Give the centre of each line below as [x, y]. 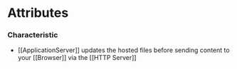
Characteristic [33, 35]
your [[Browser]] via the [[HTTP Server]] [77, 58]
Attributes [38, 13]
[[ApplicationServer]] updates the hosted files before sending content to [123, 50]
